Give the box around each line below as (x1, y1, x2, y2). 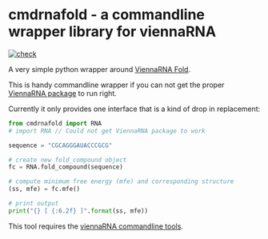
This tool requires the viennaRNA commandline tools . (8, 221, 184, 231)
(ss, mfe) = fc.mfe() (8, 185, 81, 193)
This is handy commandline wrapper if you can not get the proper (8, 80, 225, 90)
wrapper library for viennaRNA (8, 22, 217, 41)
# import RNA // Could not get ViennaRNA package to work (8, 126, 206, 135)
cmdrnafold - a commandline (8, 6, 206, 24)
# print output (8, 200, 59, 208)
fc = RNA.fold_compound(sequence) (8, 163, 124, 171)
